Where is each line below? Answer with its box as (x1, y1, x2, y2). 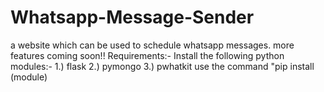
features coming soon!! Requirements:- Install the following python (10, 49, 285, 61)
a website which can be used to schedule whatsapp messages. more (10, 39, 295, 51)
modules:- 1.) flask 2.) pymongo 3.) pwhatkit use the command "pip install (10, 60, 315, 72)
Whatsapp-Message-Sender (10, 6, 255, 29)
